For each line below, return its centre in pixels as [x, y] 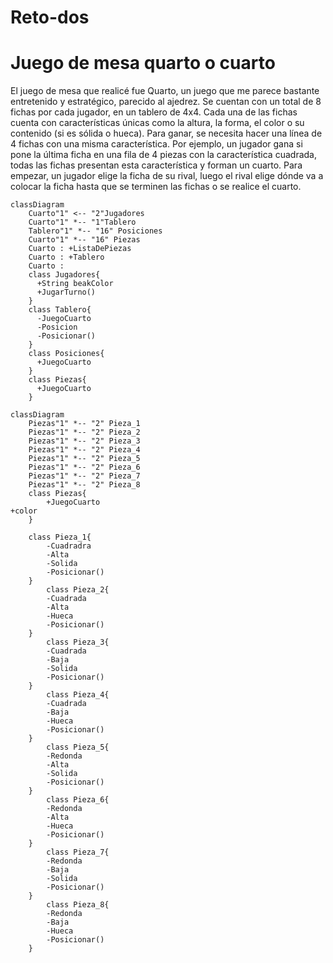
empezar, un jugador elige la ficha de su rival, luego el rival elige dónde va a [167, 176]
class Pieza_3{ [78, 642]
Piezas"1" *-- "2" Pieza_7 [84, 476]
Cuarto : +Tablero [66, 257]
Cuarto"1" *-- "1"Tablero [82, 222]
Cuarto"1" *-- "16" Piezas [84, 240]
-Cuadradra [69, 546]
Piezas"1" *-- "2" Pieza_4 [84, 450]
